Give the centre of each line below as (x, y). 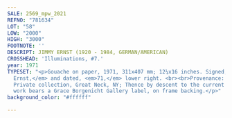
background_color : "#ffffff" (49, 98)
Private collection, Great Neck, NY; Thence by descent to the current (119, 85)
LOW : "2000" (24, 33)
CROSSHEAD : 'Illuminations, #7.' (55, 59)
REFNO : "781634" (30, 20)
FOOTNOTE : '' (26, 46)
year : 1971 (23, 65)
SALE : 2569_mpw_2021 (37, 14)
